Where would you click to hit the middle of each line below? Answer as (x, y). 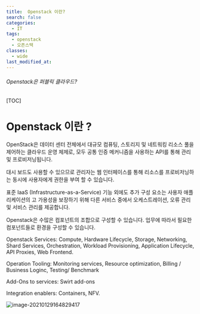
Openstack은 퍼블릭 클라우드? (42, 82)
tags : (13, 34)
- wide (20, 56)
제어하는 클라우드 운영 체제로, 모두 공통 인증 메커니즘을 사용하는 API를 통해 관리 (99, 152)
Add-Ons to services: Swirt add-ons (51, 281)
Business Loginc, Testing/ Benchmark (53, 270)
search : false (24, 17)
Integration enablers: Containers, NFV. (53, 293)
